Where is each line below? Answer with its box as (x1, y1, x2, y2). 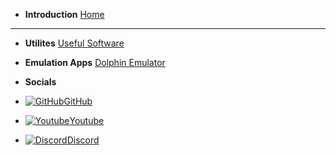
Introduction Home (24, 9, 105, 20)
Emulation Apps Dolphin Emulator (24, 57, 166, 68)
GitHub (63, 95, 93, 107)
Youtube (69, 115, 105, 126)
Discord (66, 134, 100, 146)
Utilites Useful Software (24, 37, 125, 49)
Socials (24, 76, 57, 88)
